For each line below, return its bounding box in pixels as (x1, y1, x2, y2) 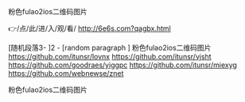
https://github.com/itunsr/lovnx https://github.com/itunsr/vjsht (8, 52, 212, 61)
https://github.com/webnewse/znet (8, 69, 124, 77)
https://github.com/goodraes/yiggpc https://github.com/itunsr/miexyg (8, 60, 237, 70)
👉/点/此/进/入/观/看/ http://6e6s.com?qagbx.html (8, 24, 171, 33)
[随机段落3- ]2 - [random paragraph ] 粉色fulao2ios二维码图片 (8, 43, 212, 52)
